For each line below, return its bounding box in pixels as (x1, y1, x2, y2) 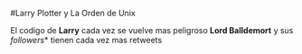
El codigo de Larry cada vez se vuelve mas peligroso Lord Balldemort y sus (10, 25, 294, 35)
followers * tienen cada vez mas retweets (10, 35, 163, 45)
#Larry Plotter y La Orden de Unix (10, 8, 137, 18)
